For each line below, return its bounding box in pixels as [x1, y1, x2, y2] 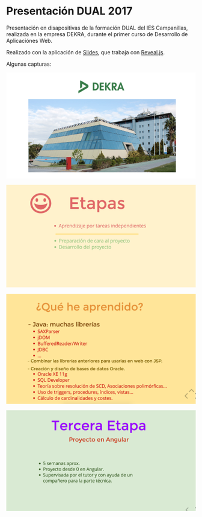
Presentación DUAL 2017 [6, 4, 133, 18]
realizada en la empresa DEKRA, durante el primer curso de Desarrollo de [6, 30, 188, 37]
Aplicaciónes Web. [6, 37, 53, 44]
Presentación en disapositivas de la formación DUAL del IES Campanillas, [6, 24, 188, 31]
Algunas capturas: [6, 60, 52, 68]
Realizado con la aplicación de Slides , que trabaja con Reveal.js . [6, 48, 165, 56]
